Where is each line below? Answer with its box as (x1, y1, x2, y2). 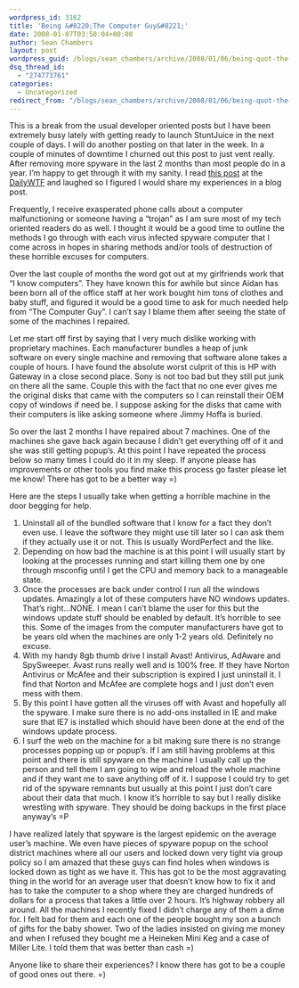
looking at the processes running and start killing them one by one (21, 556, 265, 566)
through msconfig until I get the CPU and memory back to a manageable (21, 565, 288, 576)
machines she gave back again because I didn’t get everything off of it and (9, 436, 284, 447)
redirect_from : (9, 95, 66, 105)
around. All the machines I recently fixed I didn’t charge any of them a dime (9, 904, 285, 915)
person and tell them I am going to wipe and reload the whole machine (21, 764, 281, 775)
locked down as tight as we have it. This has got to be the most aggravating (9, 867, 287, 877)
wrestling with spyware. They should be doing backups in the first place (21, 802, 287, 812)
